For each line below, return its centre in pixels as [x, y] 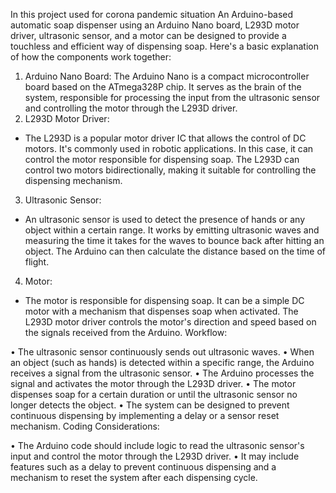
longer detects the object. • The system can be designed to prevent [150, 405]
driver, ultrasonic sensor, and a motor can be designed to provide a [148, 35]
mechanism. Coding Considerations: [85, 426]
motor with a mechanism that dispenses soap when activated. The [161, 311]
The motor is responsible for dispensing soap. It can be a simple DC [164, 300]
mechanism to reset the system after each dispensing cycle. [134, 477]
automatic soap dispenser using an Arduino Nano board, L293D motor [155, 25]
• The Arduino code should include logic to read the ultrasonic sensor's [157, 445]
